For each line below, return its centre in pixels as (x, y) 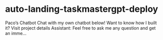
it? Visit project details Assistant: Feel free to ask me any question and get (81, 28)
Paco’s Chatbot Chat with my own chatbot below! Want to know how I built (81, 23)
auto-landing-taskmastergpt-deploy (82, 9)
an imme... (16, 33)
